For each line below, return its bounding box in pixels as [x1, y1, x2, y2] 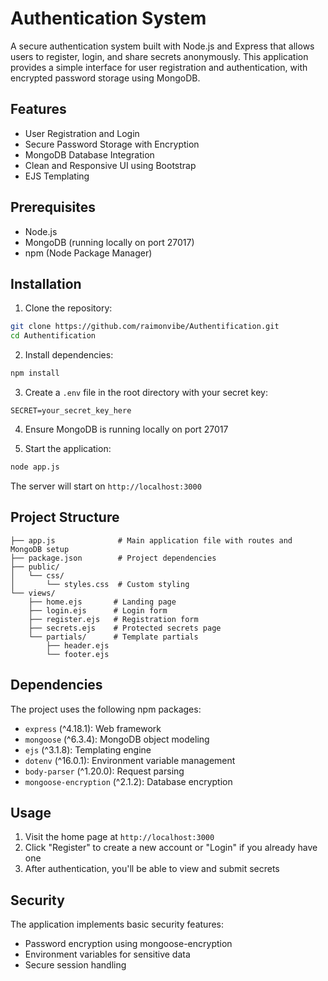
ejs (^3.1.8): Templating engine [24, 743, 152, 756]
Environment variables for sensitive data [24, 948, 191, 961]
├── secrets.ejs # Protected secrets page [28, 623, 222, 633]
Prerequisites [10, 199, 96, 216]
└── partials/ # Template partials [28, 632, 199, 642]
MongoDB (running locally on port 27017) [24, 236, 195, 248]
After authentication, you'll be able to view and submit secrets [24, 863, 280, 875]
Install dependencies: [24, 349, 114, 361]
